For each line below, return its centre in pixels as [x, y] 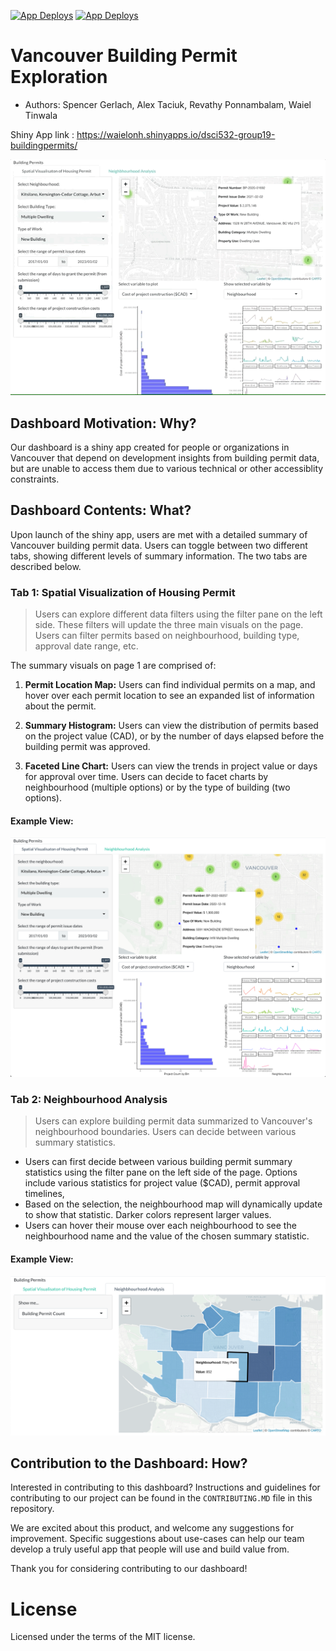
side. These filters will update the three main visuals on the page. [169, 625]
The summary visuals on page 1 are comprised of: [113, 666]
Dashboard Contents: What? [101, 510]
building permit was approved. [87, 747]
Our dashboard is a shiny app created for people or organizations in [150, 447]
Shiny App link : [42, 134]
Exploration [59, 77]
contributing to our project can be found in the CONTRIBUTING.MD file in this [161, 1498]
